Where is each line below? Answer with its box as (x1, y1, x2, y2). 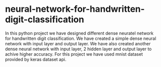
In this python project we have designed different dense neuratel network (5, 30, 154, 36)
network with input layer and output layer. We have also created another (5, 40, 151, 46)
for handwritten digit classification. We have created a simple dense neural (5, 35, 156, 41)
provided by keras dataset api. (5, 56, 67, 62)
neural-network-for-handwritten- (5, 3, 145, 15)
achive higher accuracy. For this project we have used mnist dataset (5, 51, 143, 57)
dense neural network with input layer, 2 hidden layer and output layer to (5, 46, 152, 52)
